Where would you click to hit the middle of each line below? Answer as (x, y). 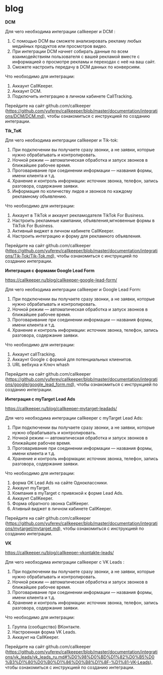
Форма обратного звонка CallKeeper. (50, 503)
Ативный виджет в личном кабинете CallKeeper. (62, 508)
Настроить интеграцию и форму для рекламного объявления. (77, 236)
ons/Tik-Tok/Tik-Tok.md (29, 256)
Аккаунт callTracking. (34, 354)
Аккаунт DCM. (27, 91)
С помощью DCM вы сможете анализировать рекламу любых (77, 41)
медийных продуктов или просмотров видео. (60, 46)
